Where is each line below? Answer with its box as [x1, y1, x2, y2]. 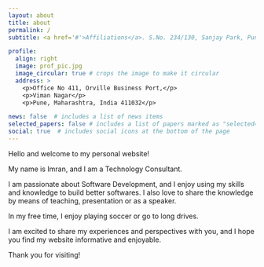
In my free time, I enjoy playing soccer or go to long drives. [8, 211, 199, 221]
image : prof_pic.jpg [15, 62, 82, 71]
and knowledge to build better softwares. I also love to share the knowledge [8, 188, 254, 197]
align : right [15, 55, 58, 63]
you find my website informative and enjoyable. [8, 235, 162, 244]
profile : [8, 48, 37, 56]
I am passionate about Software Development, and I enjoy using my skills [8, 179, 245, 188]
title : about [8, 19, 51, 27]
